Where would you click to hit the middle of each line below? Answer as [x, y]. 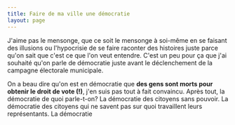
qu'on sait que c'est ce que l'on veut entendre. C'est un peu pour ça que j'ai [117, 55]
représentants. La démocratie [50, 114]
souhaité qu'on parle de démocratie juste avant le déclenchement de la [110, 63]
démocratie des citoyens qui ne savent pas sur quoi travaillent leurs [105, 106]
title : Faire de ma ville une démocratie [69, 14]
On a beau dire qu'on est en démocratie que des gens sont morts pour [110, 84]
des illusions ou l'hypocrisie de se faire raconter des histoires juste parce [113, 48]
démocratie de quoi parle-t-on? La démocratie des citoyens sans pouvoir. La [118, 98]
